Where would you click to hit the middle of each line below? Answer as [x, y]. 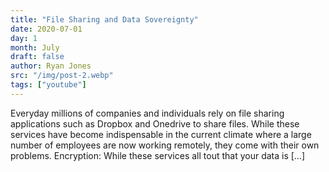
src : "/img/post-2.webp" [62, 76]
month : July [35, 47]
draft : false [37, 57]
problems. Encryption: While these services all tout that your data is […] [158, 155]
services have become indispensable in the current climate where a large [161, 134]
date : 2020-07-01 [46, 29]
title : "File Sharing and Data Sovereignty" [104, 19]
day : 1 [24, 38]
